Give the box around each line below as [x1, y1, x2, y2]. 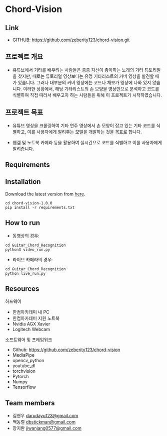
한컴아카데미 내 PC [12, 309, 49, 315]
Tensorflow [12, 384, 36, 390]
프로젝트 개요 [5, 53, 43, 61]
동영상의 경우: [12, 233, 40, 239]
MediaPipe [12, 352, 35, 358]
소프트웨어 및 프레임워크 [5, 337, 52, 343]
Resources [5, 285, 39, 293]
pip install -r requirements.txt [5, 205, 75, 210]
